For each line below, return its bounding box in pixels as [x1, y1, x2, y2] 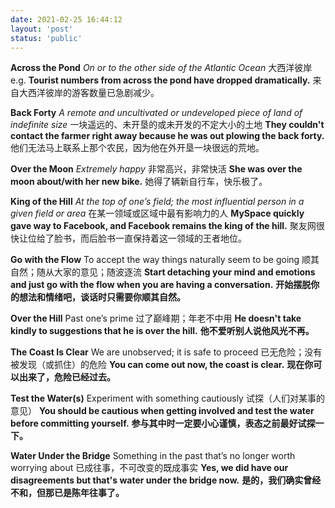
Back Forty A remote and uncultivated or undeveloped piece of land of [10, 107, 303, 119]
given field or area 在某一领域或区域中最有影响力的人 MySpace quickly [10, 207, 305, 220]
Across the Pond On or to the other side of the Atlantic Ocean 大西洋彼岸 [10, 62, 313, 74]
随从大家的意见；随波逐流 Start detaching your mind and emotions [36, 266, 316, 278]
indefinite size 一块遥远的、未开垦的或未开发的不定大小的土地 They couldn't [10, 119, 325, 131]
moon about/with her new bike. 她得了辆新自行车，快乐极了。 [10, 176, 268, 188]
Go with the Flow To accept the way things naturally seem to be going [10, 254, 300, 266]
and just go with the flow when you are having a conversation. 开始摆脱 [10, 279, 312, 291]
